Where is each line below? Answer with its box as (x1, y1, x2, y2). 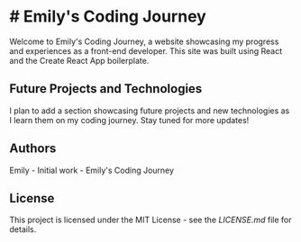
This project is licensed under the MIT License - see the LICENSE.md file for (9, 214, 292, 226)
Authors (9, 141, 57, 157)
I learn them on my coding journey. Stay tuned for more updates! (9, 114, 250, 125)
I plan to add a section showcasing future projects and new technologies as (9, 105, 290, 116)
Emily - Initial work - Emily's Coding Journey (9, 165, 174, 175)
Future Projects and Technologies (9, 81, 203, 96)
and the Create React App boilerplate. (9, 55, 150, 66)
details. (9, 224, 37, 235)
